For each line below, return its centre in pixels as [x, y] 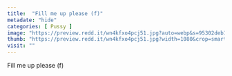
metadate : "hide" [32, 20]
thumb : [17, 39]
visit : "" [21, 46]
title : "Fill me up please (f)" [55, 13]
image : [17, 33]
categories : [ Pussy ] [40, 26]
